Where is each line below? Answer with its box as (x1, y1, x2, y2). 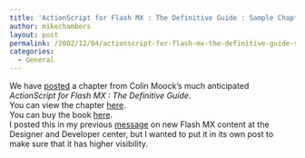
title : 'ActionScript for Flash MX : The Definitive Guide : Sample (9, 13, 274, 23)
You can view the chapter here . (9, 100, 126, 110)
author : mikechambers (9, 22, 92, 31)
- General (17, 55, 54, 64)
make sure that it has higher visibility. (9, 138, 148, 149)
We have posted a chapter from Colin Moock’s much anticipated (9, 81, 250, 91)
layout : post (9, 30, 59, 39)
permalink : (9, 38, 51, 48)
